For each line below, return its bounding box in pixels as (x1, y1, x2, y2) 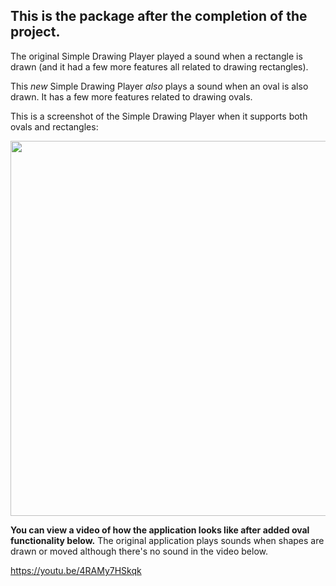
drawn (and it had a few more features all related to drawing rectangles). (10, 60, 309, 73)
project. (10, 24, 61, 41)
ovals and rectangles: (10, 120, 99, 133)
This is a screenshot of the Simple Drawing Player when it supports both (10, 110, 308, 122)
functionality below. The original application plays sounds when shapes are (10, 534, 325, 546)
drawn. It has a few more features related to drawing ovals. (10, 90, 253, 103)
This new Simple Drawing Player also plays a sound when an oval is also (10, 80, 309, 92)
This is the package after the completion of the (10, 8, 308, 25)
